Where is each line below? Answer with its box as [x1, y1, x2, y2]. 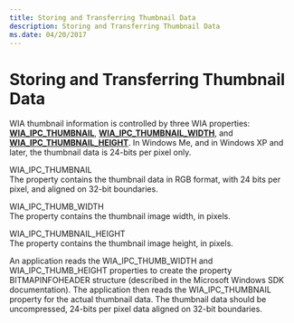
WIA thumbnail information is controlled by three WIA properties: [9, 119, 251, 129]
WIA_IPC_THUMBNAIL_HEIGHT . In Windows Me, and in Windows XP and [9, 138, 284, 148]
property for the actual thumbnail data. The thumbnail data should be [9, 294, 267, 305]
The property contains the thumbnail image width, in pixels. [9, 211, 231, 222]
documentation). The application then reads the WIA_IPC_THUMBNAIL [9, 284, 271, 295]
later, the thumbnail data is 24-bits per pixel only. [9, 147, 192, 158]
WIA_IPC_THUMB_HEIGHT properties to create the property [9, 265, 232, 276]
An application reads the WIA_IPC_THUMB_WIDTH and [9, 255, 213, 267]
